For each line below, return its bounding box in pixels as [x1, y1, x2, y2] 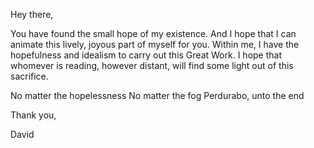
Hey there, [10, 9, 54, 20]
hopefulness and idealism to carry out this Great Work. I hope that [10, 49, 282, 61]
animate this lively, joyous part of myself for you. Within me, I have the [10, 39, 300, 50]
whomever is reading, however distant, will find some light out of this [10, 60, 294, 71]
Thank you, [10, 109, 57, 121]
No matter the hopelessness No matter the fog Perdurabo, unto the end [10, 90, 305, 101]
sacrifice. [10, 70, 49, 82]
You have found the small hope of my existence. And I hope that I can [10, 28, 297, 39]
